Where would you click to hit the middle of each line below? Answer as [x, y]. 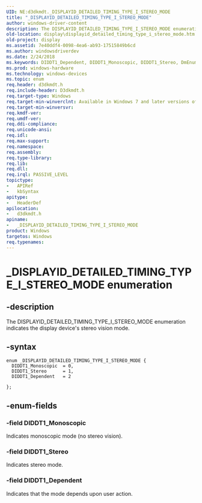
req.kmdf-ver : [24, 113]
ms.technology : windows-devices [47, 74]
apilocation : [23, 208]
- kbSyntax [23, 191]
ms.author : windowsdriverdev [43, 51]
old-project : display [33, 40]
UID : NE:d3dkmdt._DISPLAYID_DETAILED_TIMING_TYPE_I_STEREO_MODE [88, 12]
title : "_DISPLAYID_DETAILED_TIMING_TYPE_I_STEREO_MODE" [79, 18]
